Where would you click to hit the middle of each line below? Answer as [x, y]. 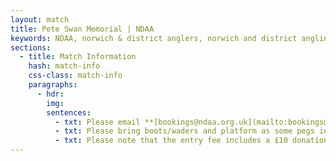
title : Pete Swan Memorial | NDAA [82, 29]
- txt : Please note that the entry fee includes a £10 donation [191, 141]
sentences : [69, 112]
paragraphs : [53, 85]
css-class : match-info [75, 76]
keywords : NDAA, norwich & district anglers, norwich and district [154, 38]
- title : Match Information [78, 57]
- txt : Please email [97, 122]
